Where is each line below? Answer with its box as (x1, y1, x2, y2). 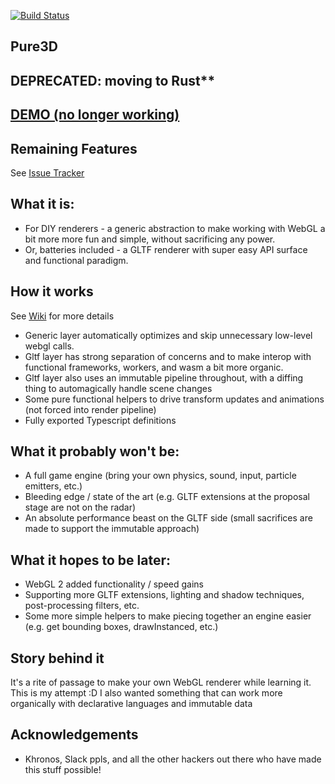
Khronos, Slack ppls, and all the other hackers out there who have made (24, 753, 322, 765)
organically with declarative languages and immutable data (10, 698, 253, 710)
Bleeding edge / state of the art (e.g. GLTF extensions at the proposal (24, 491, 310, 503)
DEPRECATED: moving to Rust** (10, 72, 216, 89)
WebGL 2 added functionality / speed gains (24, 578, 205, 590)
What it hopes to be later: (10, 551, 172, 569)
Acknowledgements (10, 726, 139, 744)
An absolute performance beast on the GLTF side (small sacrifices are (24, 512, 313, 524)
